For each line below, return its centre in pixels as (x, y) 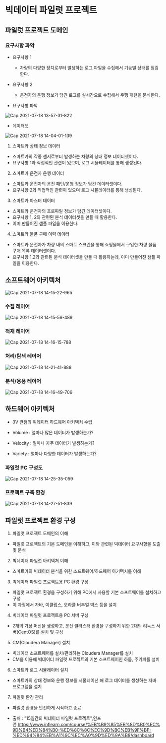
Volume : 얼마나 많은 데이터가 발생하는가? (53, 432)
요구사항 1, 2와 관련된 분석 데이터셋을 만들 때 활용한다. (65, 217)
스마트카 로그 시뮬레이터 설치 (40, 670)
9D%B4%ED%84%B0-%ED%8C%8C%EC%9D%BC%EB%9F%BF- (82, 730)
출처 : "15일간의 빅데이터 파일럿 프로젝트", (53, 718)
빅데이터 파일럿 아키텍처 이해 (40, 561)
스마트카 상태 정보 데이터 (36, 146)
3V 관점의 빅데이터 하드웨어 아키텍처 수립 (52, 422)
